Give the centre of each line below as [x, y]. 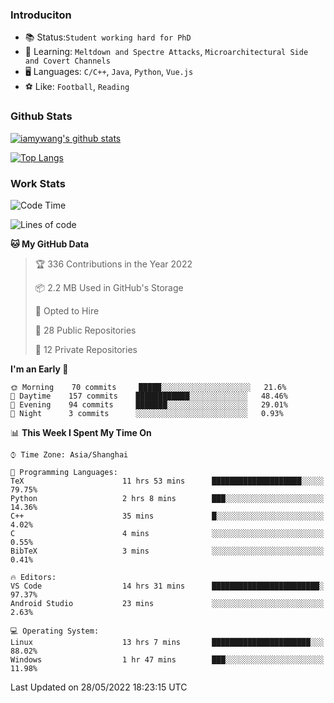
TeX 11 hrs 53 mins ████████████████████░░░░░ [167, 481]
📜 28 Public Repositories [85, 330]
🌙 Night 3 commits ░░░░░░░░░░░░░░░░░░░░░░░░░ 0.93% [147, 413]
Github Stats [41, 116]
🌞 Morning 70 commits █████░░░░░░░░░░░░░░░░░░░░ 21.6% [148, 387]
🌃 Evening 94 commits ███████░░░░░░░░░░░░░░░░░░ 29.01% [149, 404]
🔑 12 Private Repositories [86, 349]
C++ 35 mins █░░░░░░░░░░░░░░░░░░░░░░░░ [167, 516]
